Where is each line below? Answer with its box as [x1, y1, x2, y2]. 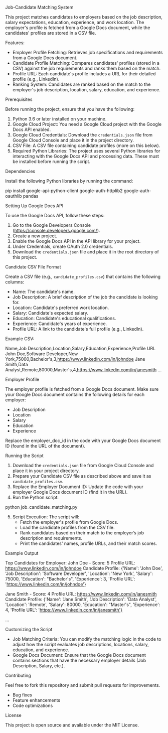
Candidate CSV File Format [5, 264, 61, 270]
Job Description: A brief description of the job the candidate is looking [12, 294, 158, 300]
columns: [5, 279, 25, 285]
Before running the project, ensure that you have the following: [5, 106, 135, 112]
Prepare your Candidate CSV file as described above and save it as [12, 473, 151, 479]
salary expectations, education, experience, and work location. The [5, 20, 144, 25]
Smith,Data [5, 361, 29, 367]
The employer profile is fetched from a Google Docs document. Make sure [5, 386, 159, 392]
